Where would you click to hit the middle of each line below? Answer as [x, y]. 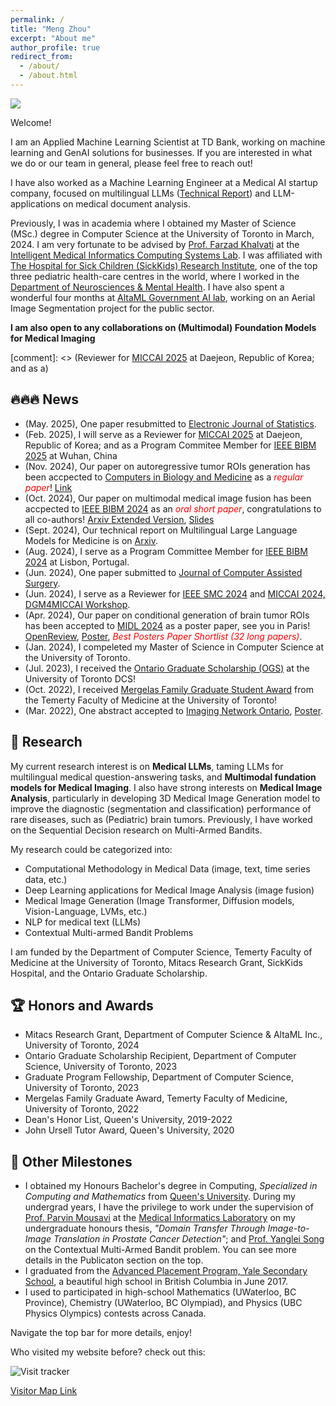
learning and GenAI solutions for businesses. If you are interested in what [161, 152]
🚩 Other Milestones [71, 1161]
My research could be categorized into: [91, 849]
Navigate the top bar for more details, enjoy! [101, 1333]
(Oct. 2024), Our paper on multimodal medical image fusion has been [168, 498]
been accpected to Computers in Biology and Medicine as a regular [164, 477]
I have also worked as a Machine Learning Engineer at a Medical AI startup [164, 182]
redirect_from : [42, 57]
